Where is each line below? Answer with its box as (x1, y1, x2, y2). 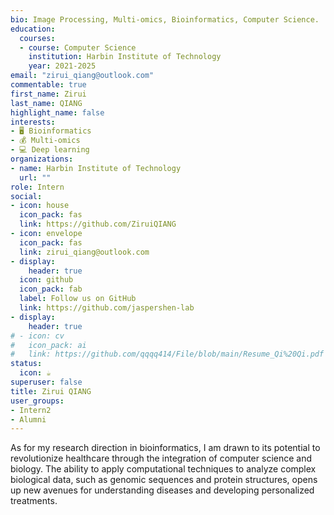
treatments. (10, 495, 58, 507)
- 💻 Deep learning (10, 145, 90, 155)
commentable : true (10, 80, 87, 90)
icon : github (19, 275, 74, 285)
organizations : (10, 154, 74, 164)
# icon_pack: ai (10, 340, 87, 350)
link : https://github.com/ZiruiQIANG (19, 219, 177, 230)
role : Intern (10, 182, 65, 192)
